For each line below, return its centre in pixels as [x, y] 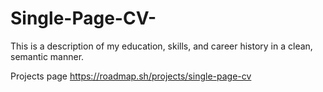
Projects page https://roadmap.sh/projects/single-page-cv [131, 76]
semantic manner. [47, 56]
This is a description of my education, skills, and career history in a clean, [161, 46]
